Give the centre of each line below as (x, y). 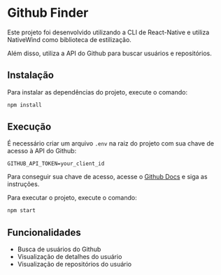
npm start (22, 211)
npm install (24, 105)
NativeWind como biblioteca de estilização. (69, 39)
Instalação (31, 75)
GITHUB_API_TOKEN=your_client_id (56, 164)
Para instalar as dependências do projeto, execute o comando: (97, 92)
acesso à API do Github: (42, 151)
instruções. (23, 184)
